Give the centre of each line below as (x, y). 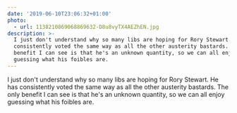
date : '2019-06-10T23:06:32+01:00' (60, 14)
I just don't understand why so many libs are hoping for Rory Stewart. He (113, 79)
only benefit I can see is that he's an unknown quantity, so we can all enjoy (116, 94)
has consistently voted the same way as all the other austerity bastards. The (118, 87)
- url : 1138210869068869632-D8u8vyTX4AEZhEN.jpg (86, 27)
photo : (17, 20)
